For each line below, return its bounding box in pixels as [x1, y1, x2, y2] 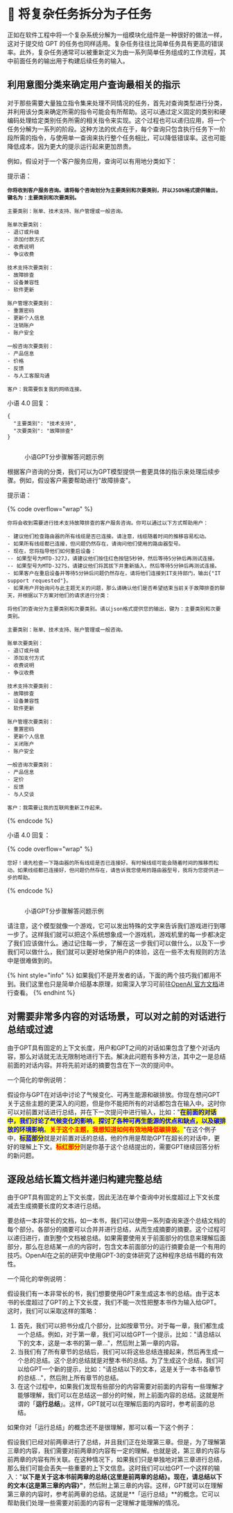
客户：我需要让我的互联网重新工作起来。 [7, 804, 105, 811]
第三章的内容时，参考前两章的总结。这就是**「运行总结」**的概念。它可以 [7, 1490, 221, 1498]
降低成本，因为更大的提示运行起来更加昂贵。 [7, 142, 135, 150]
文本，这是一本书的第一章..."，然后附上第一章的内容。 [29, 1339, 184, 1348]
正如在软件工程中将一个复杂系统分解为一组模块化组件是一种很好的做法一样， [7, 31, 226, 39]
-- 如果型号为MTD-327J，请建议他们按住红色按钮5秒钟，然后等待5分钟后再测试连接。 [7, 555, 218, 562]
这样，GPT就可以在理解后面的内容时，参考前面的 [69, 1400, 209, 1408]
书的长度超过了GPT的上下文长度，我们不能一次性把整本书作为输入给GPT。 [7, 1298, 221, 1307]
